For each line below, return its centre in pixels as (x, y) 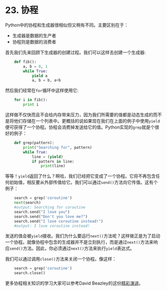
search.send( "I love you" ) (42, 212)
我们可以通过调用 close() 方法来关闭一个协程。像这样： (61, 259)
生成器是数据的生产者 (34, 35)
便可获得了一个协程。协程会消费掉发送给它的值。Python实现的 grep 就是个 (80, 127)
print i (31, 105)
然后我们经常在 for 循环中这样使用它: (42, 91)
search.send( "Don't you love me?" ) (51, 217)
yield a (40, 76)
